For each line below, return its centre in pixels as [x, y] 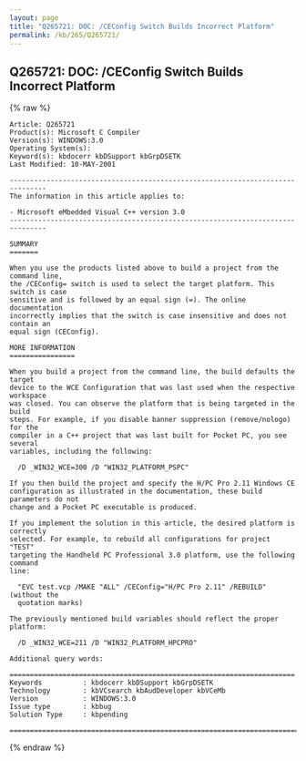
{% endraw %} [37, 747]
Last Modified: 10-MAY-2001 [63, 165]
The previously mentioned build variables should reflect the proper [144, 619]
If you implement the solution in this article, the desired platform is [153, 524]
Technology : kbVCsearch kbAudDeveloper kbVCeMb [117, 691]
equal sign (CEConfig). [55, 332]
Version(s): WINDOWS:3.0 [56, 141]
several [24, 444]
